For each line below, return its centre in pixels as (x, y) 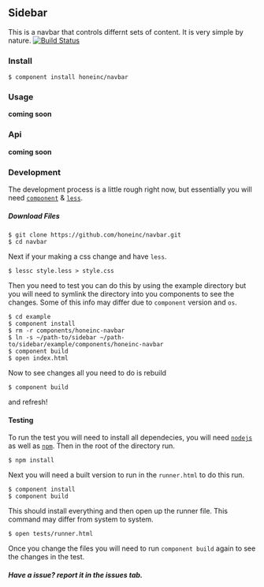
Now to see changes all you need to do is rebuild (87, 372)
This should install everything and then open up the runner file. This (118, 511)
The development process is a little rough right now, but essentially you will (130, 189)
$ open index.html (38, 358)
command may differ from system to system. (81, 519)
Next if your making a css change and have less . (87, 256)
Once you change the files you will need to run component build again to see (132, 548)
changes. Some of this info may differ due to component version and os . (123, 302)
